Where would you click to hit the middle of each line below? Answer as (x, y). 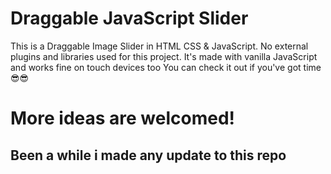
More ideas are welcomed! (123, 118)
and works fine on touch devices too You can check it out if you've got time (166, 67)
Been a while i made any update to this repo (148, 155)
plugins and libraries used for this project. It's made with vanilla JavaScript (164, 56)
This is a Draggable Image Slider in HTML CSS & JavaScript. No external (159, 46)
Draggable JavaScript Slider (129, 18)
